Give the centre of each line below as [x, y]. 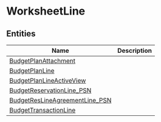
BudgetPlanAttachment [43, 61]
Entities [21, 34]
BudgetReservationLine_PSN [50, 90]
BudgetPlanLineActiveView [48, 80]
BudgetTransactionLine [43, 110]
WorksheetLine [46, 11]
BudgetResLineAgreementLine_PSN [60, 100]
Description [135, 51]
